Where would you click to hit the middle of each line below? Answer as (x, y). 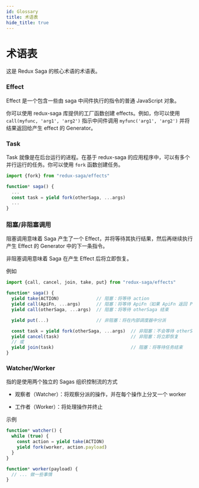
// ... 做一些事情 (32, 474)
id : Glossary (22, 12)
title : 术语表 (22, 17)
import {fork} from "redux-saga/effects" (58, 176)
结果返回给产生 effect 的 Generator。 (51, 128)
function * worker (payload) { (42, 469)
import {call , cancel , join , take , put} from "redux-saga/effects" (91, 282)
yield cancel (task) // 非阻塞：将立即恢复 (95, 337)
